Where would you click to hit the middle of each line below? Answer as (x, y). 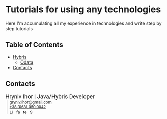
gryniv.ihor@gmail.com (31, 102)
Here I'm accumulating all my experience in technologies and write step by (83, 23)
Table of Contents (34, 45)
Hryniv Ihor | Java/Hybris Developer (50, 96)
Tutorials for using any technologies (83, 9)
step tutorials (19, 28)
